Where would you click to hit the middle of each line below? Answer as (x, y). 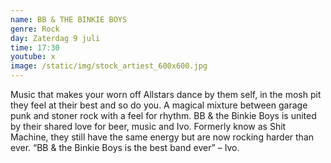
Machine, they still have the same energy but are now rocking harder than (162, 137)
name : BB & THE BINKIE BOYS (69, 19)
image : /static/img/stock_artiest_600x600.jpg (109, 66)
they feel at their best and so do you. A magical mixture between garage (159, 105)
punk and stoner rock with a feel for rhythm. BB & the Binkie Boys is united (163, 115)
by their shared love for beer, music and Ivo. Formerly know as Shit (148, 126)
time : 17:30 (35, 47)
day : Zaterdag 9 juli (55, 38)
